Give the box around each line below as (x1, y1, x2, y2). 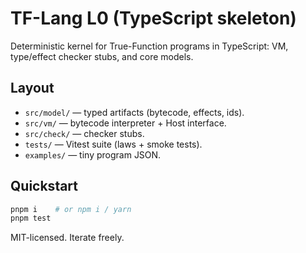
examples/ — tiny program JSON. (24, 148, 162, 161)
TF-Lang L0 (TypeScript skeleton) (10, 7, 297, 30)
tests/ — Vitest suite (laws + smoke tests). (24, 138, 203, 150)
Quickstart (10, 178, 79, 195)
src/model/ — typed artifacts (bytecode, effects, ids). (24, 106, 245, 118)
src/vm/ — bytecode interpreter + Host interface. (24, 117, 227, 129)
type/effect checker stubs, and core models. (10, 50, 194, 62)
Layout (10, 80, 55, 97)
